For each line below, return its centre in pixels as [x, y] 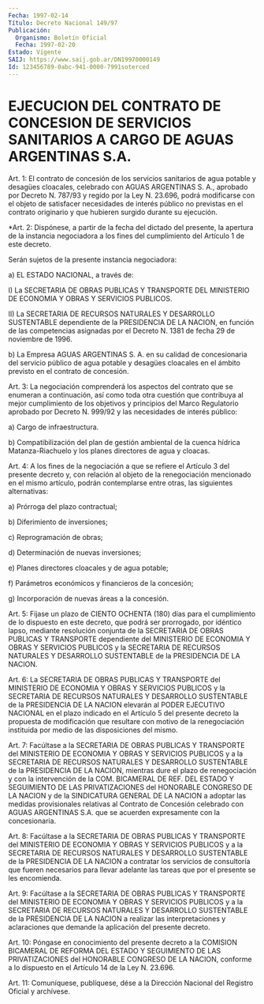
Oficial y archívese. [39, 991]
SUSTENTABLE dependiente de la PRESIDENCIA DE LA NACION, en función [131, 322]
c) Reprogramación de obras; [56, 537]
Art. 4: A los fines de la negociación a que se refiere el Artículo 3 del [119, 466]
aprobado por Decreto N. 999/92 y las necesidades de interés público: [123, 411]
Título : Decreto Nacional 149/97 [63, 23]
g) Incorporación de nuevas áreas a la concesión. [89, 598]
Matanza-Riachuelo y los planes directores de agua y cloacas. [109, 451]
